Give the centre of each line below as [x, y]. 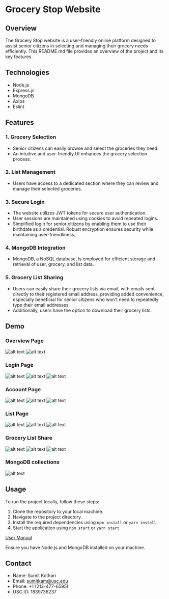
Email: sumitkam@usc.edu [40, 581]
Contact [18, 564]
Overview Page [25, 341]
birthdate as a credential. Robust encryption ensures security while [83, 229]
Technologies [27, 73]
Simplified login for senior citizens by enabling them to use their [79, 224]
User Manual [19, 537]
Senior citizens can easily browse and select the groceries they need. [86, 148]
